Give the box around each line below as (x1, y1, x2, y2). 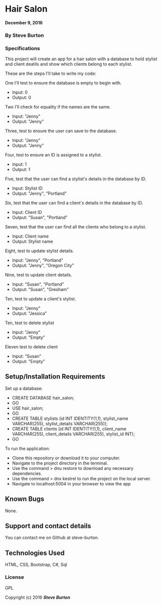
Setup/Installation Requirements (5, 373, 105, 381)
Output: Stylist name (12, 239, 53, 244)
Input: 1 (12, 161, 27, 167)
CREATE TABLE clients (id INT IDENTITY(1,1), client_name (12, 426, 127, 432)
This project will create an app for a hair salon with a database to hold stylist (5, 56, 158, 62)
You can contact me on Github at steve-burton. (5, 535, 99, 540)
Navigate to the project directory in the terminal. (12, 460, 108, 466)
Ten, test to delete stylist (5, 320, 54, 326)
